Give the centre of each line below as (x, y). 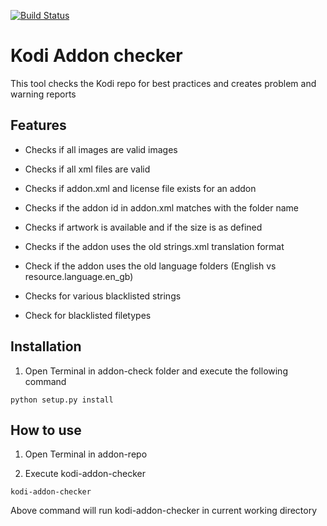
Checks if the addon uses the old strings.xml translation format (154, 246)
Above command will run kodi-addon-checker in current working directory (164, 511)
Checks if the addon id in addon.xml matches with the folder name (161, 207)
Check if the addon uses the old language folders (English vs (150, 266)
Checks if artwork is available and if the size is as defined (143, 227)
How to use (46, 430)
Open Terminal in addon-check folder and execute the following (156, 371)
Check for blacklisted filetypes (88, 315)
